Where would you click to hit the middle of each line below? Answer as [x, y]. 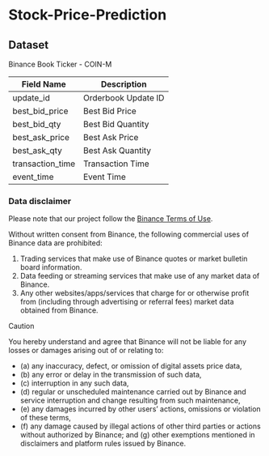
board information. [51, 267]
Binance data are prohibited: [55, 243]
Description [124, 84]
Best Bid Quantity [116, 124]
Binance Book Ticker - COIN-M [60, 64]
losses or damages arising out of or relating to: [86, 351]
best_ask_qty [37, 150]
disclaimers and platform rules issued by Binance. [103, 444]
